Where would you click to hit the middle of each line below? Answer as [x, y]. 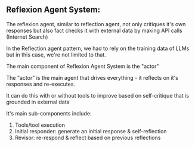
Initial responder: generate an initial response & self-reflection [91, 131]
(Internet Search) [27, 37]
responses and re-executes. [41, 84]
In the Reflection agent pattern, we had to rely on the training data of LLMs [98, 48]
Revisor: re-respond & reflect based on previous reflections [88, 137]
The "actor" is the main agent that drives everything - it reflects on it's [92, 77]
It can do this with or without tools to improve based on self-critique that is [98, 95]
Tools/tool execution [40, 125]
